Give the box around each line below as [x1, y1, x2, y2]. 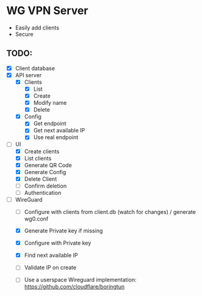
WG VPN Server [6, 4, 88, 18]
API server [15, 71, 42, 78]
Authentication [24, 189, 62, 196]
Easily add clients [15, 24, 60, 31]
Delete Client [24, 175, 57, 183]
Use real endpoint [33, 134, 79, 141]
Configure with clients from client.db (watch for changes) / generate [24, 208, 197, 215]
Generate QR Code [24, 161, 72, 169]
